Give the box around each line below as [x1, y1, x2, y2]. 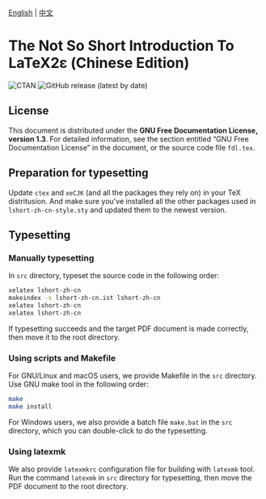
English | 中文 [8, 8, 54, 17]
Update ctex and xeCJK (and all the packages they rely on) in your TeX [8, 188, 241, 197]
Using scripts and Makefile [8, 352, 116, 363]
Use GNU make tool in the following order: [8, 379, 150, 389]
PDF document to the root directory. [8, 481, 129, 492]
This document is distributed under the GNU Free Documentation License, [8, 125, 259, 135]
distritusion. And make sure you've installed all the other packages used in [8, 196, 256, 205]
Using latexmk [8, 446, 66, 457]
